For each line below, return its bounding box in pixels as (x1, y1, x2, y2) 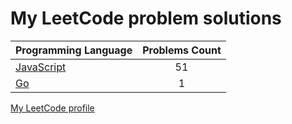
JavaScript (15, 60, 67, 74)
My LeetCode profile (10, 102, 95, 114)
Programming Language (15, 43, 133, 57)
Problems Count (142, 43, 222, 57)
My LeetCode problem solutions (10, 7, 282, 30)
